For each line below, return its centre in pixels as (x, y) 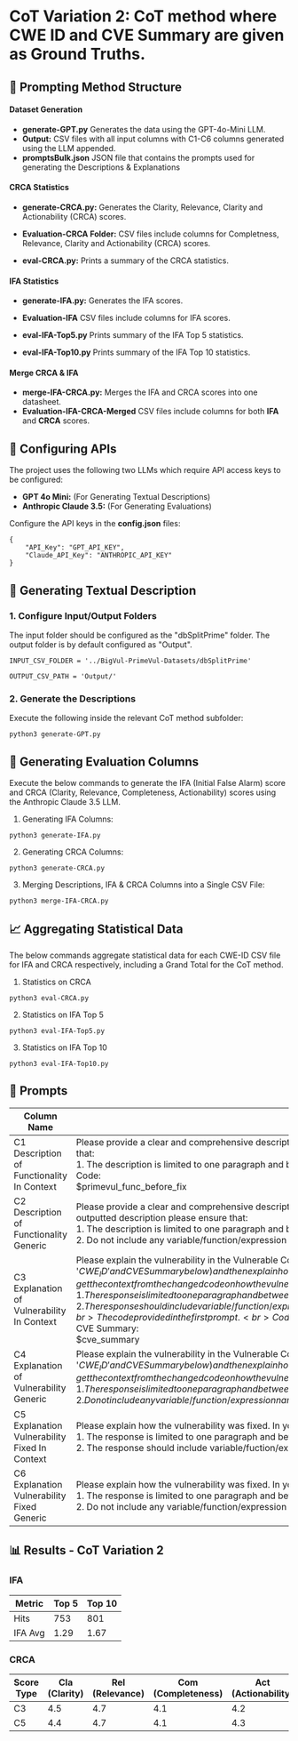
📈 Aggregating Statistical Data (96, 930)
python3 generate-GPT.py (55, 734)
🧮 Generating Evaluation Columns (104, 762)
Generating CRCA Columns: (73, 852)
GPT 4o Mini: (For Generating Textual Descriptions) (116, 497)
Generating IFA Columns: (67, 819)
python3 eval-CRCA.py (49, 998)
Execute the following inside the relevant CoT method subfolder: (126, 718)
